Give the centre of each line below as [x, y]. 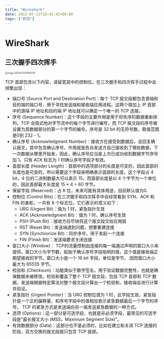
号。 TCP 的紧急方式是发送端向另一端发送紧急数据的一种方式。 [76, 307]
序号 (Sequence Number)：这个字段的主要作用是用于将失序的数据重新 [82, 117]
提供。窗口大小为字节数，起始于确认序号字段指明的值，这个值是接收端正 [85, 252]
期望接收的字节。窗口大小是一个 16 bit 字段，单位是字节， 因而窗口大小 [84, 258]
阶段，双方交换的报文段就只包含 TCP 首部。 [56, 332]
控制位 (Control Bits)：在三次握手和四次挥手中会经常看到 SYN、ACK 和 [83, 197]
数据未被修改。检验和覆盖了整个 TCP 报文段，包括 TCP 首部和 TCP [84, 276]
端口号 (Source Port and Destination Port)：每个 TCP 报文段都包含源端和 [85, 99]
